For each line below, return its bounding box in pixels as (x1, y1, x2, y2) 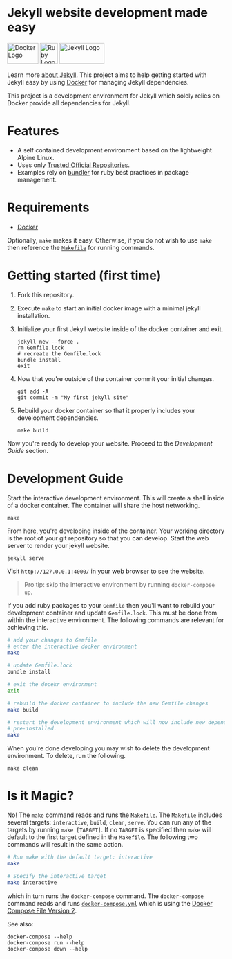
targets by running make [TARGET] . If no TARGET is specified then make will (7, 826, 212, 834)
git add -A (17, 388, 49, 395)
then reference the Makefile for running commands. (7, 243, 155, 252)
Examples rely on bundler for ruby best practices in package (17, 168, 190, 176)
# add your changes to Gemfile (7, 636, 97, 644)
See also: (7, 920, 34, 928)
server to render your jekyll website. (7, 541, 110, 549)
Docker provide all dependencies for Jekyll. (7, 98, 131, 107)
